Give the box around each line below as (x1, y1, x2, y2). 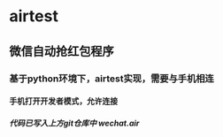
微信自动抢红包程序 (9, 43, 114, 58)
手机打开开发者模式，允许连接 (9, 95, 118, 107)
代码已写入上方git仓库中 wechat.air (9, 118, 140, 128)
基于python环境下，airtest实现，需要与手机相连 (9, 72, 214, 85)
